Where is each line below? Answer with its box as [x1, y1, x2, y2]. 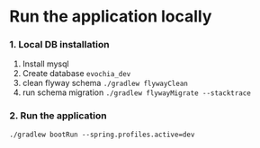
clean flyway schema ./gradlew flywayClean [22, 78, 189, 89]
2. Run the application [9, 109, 107, 122]
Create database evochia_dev [22, 68, 131, 79]
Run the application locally [9, 6, 212, 27]
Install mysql [22, 58, 69, 69]
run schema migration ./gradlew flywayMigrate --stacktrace [22, 87, 252, 98]
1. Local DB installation [9, 39, 110, 51]
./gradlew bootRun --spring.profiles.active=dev [9, 130, 195, 139]
